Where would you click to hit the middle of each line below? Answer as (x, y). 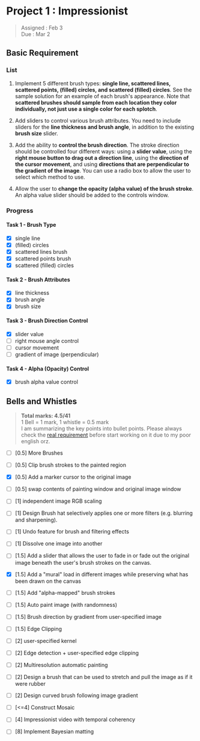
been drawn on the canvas (48, 581)
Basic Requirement (42, 53)
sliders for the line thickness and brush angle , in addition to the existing (104, 127)
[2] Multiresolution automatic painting (61, 665)
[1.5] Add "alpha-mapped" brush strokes (65, 592)
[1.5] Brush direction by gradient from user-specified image (88, 616)
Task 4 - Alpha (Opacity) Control (47, 369)
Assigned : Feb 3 (42, 28)
